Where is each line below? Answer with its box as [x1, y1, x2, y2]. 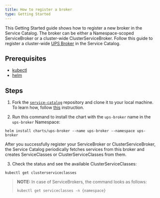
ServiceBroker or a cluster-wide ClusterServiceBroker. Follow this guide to [5, 35, 153, 41]
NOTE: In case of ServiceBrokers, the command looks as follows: [16, 179, 147, 185]
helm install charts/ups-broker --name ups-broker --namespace [5, 129, 135, 133]
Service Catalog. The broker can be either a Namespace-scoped [5, 30, 134, 36]
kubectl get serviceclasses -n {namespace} [16, 188, 106, 193]
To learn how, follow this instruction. [12, 105, 85, 111]
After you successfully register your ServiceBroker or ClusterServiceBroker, [5, 141, 156, 147]
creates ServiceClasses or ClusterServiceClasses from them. [5, 151, 127, 158]
